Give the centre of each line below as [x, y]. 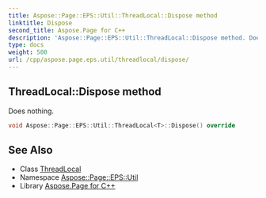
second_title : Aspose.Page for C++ [67, 30]
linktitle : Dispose [40, 23]
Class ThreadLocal [50, 169]
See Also [30, 150]
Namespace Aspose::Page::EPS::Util [79, 177]
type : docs [26, 45]
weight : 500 [28, 52]
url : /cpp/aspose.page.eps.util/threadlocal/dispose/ [99, 60]
